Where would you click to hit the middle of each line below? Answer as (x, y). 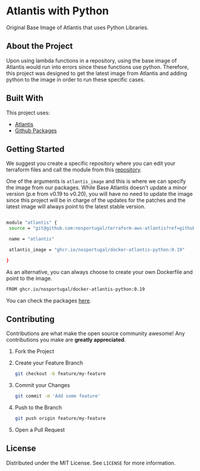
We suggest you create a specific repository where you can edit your (91, 163)
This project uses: (28, 113)
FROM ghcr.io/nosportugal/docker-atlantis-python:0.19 (76, 289)
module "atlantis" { (32, 223)
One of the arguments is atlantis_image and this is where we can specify (96, 181)
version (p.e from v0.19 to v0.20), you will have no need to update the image (100, 194)
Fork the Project (35, 351)
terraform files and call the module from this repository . (74, 170)
